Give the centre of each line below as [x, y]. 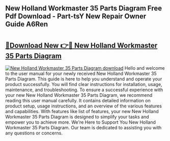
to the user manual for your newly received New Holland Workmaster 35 [81, 74]
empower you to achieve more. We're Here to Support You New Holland [81, 122]
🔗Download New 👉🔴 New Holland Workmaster [81, 45]
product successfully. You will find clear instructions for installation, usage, [84, 84]
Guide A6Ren [27, 24]
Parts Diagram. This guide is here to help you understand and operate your [84, 79]
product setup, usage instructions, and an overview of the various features [83, 106]
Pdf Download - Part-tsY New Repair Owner [76, 17]
